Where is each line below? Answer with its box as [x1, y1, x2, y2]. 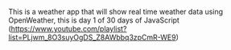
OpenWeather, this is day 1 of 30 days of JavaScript [8, 15, 179, 25]
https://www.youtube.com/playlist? [10, 24, 127, 33]
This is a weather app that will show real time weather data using [8, 7, 224, 16]
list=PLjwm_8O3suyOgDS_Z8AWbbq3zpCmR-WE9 [8, 32, 176, 42]
